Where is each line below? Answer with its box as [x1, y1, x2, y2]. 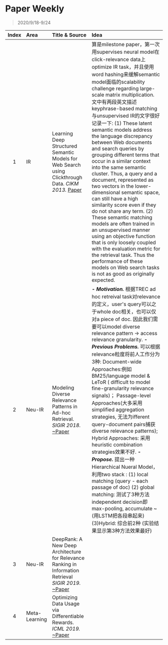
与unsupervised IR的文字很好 [91, 112, 160, 119]
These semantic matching [91, 214, 152, 221]
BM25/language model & [91, 372, 150, 379]
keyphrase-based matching [91, 105, 157, 112]
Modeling [52, 384, 74, 391]
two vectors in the [91, 182, 134, 189]
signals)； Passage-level [91, 392, 151, 399]
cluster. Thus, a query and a [91, 170, 157, 177]
